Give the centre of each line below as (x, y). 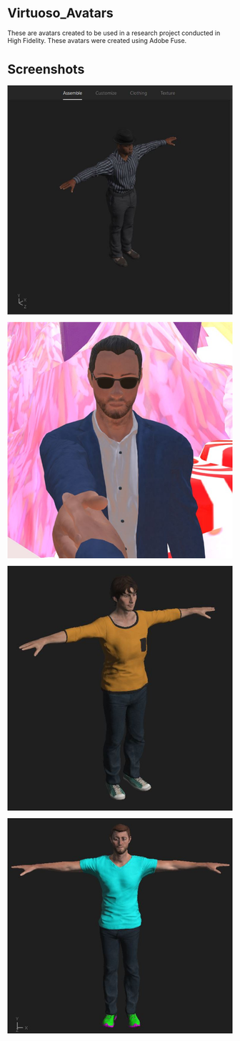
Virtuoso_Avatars (60, 13)
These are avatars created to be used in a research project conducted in (114, 33)
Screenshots (46, 70)
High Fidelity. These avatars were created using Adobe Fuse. (97, 40)
